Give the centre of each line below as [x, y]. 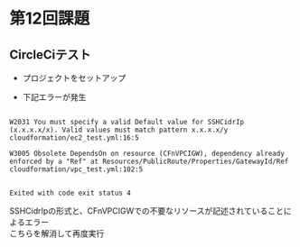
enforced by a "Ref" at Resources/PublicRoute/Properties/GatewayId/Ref [149, 161]
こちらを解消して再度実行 [57, 233]
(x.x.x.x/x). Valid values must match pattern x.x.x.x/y [119, 130]
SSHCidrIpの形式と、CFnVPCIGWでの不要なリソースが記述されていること [147, 211]
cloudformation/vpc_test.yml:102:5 [76, 169]
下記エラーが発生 [54, 97]
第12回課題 [50, 18]
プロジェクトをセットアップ [74, 78]
